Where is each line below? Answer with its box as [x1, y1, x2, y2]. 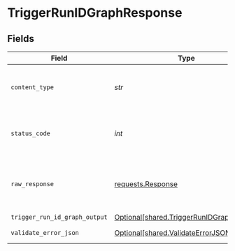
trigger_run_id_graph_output [10, 213, 108, 221]
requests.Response [114, 179, 178, 189]
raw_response [10, 180, 55, 188]
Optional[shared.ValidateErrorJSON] [114, 228, 234, 238]
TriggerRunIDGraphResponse [7, 5, 183, 21]
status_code [10, 130, 51, 137]
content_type [10, 84, 55, 91]
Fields [7, 33, 35, 45]
